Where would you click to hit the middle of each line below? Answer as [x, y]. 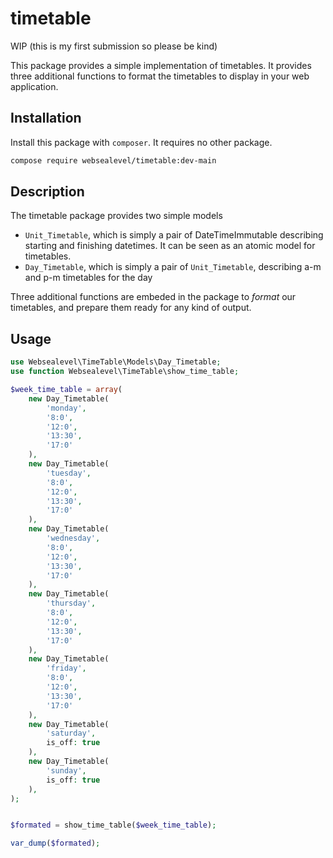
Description [47, 192]
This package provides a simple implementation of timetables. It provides [161, 65]
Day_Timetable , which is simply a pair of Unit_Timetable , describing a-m [173, 267]
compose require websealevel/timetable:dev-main [113, 160]
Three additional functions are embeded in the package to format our [153, 297]
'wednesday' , [73, 538]
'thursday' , [71, 603]
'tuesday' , [69, 473]
